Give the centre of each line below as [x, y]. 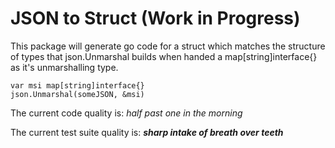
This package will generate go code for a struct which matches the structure [168, 46]
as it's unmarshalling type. [64, 67]
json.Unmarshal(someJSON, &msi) [77, 94]
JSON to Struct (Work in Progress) [155, 18]
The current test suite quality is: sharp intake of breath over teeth [147, 132]
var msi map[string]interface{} [77, 85]
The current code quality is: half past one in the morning [126, 113]
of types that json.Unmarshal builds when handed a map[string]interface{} [164, 56]
